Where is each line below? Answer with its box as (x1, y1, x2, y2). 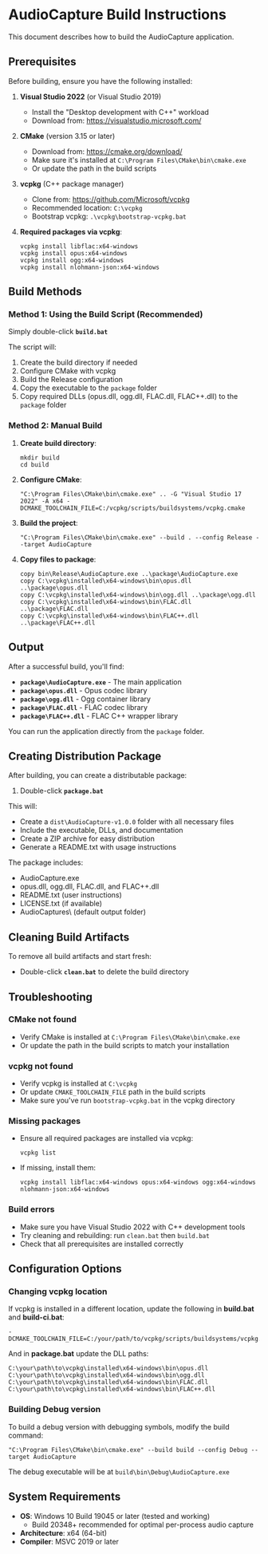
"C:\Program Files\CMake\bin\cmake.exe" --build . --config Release (19, 533, 253, 542)
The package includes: (8, 858, 84, 867)
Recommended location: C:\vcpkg (31, 203, 143, 212)
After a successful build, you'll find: (8, 661, 125, 671)
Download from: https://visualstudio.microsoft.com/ (31, 116, 202, 125)
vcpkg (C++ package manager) (19, 179, 124, 188)
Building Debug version (8, 1404, 101, 1415)
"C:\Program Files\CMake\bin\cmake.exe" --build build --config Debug (8, 1446, 248, 1453)
